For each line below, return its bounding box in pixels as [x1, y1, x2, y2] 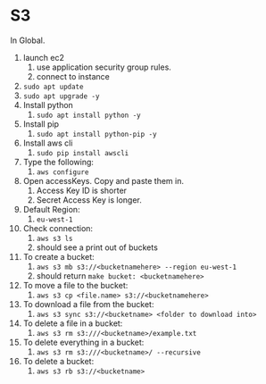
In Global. [10, 35, 46, 46]
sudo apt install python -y [36, 111, 141, 120]
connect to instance [36, 71, 110, 81]
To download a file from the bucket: [22, 298, 154, 309]
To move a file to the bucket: [22, 280, 129, 290]
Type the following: [22, 156, 95, 167]
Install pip [22, 118, 59, 129]
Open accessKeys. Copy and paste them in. [22, 175, 185, 186]
